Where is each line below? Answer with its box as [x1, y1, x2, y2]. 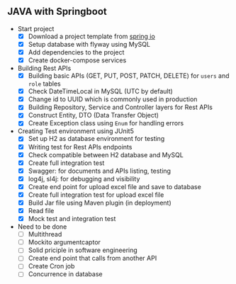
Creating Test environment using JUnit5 [17, 127, 135, 135]
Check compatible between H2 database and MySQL [28, 150, 184, 159]
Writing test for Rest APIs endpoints [28, 142, 133, 151]
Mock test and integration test [28, 215, 116, 223]
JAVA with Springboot [7, 6, 108, 18]
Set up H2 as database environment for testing [28, 135, 165, 143]
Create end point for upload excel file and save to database [28, 182, 202, 191]
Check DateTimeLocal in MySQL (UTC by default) [28, 87, 174, 96]
